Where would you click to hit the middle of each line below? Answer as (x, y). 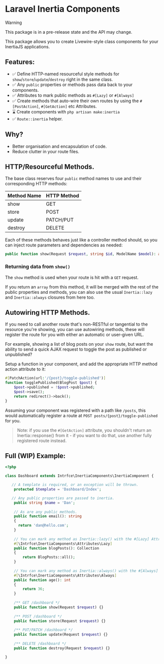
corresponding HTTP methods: (36, 184)
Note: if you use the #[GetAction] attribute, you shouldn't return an (84, 430)
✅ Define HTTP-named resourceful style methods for (66, 74)
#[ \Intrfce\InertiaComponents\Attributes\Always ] (65, 575)
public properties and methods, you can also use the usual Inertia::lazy (79, 292)
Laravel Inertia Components (63, 9)
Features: (20, 62)
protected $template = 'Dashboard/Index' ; (58, 489)
